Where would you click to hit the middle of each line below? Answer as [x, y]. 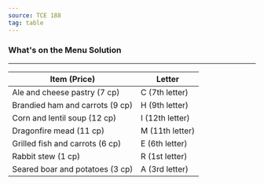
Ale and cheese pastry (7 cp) [66, 92]
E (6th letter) [164, 143]
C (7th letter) [164, 92]
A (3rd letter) [164, 168]
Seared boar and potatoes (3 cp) [73, 168]
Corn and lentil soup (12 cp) [64, 117]
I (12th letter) [165, 117]
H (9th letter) [164, 105]
